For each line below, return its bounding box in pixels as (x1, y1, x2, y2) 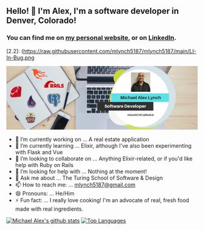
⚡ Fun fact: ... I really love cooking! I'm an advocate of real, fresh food (15, 196, 189, 203)
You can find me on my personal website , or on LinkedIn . (6, 34, 177, 42)
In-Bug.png (6, 54, 35, 61)
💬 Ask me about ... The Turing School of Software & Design (15, 174, 163, 182)
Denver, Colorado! (6, 16, 77, 26)
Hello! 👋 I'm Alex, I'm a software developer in (6, 6, 179, 16)
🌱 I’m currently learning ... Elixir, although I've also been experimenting (15, 142, 192, 149)
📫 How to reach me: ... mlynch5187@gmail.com (15, 181, 135, 188)
